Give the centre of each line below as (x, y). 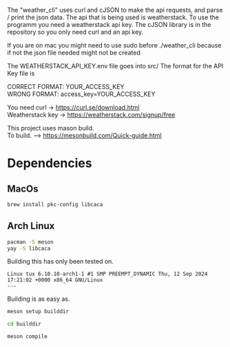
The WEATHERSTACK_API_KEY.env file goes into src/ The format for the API (115, 66)
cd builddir (24, 324)
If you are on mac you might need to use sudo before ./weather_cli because (114, 45)
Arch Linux (31, 226)
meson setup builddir (38, 312)
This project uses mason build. (51, 128)
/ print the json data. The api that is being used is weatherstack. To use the (113, 17)
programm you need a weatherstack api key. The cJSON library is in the (109, 24)
